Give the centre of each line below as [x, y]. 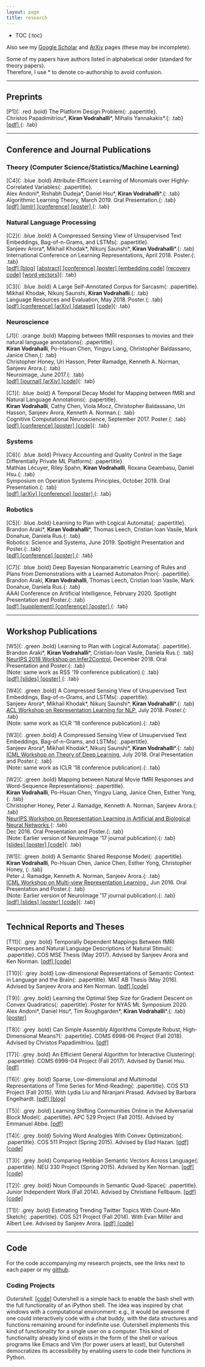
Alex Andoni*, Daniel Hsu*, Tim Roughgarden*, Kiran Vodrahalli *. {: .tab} [96, 1011]
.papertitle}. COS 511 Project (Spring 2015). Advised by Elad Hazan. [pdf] [98, 1142]
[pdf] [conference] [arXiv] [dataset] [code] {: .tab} [68, 306]
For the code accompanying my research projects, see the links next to [95, 1263]
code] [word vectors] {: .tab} [41, 275]
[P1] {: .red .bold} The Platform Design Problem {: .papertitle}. [82, 112]
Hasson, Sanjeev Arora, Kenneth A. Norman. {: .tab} [71, 412]
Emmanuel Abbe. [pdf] [35, 1123]
